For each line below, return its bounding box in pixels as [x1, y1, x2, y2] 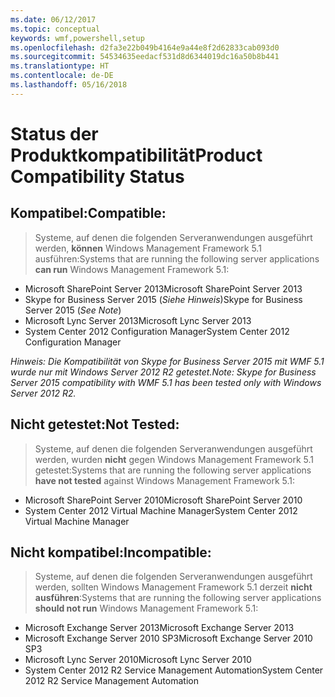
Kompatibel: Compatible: [10, 205, 167, 222]
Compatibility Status [10, 165, 185, 188]
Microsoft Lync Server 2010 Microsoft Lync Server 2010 [24, 654, 252, 666]
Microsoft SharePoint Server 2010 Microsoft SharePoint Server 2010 [24, 494, 303, 506]
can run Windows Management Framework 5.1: [34, 263, 230, 275]
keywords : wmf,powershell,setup [10, 33, 145, 43]
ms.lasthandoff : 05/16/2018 [10, 80, 128, 90]
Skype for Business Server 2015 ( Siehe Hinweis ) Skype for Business [24, 293, 303, 305]
